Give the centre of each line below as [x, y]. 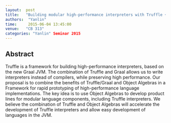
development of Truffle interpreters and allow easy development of [76, 109]
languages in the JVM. [29, 115]
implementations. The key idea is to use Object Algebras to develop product [85, 93]
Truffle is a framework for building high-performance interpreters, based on [84, 66]
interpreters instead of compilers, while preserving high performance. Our [83, 77]
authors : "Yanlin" [26, 19]
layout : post [20, 10]
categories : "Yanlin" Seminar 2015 [43, 34]
